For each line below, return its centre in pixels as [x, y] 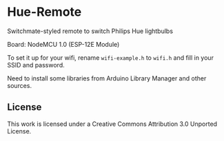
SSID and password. [36, 65]
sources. [20, 85]
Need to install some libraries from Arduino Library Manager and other [107, 78]
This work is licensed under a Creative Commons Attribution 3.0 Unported [112, 124]
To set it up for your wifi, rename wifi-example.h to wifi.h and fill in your [110, 57]
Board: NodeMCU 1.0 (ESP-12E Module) [63, 44]
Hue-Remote [44, 12]
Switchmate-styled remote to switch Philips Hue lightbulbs [90, 31]
